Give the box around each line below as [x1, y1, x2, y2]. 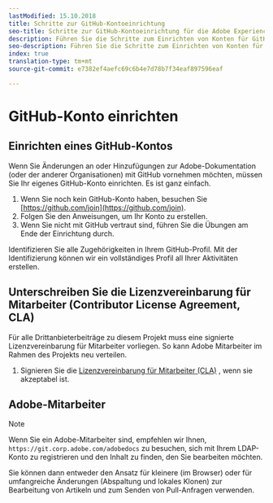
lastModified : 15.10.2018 [8, 11, 96, 20]
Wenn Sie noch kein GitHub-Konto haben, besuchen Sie [19, 194, 208, 203]
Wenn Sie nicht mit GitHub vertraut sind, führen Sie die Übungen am [19, 220, 249, 230]
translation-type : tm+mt [8, 58, 93, 66]
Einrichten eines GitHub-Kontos [8, 139, 173, 153]
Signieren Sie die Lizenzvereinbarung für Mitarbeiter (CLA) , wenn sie [19, 365, 253, 375]
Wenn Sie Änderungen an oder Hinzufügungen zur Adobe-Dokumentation [8, 160, 256, 171]
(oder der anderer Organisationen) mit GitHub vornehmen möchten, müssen [8, 169, 262, 179]
